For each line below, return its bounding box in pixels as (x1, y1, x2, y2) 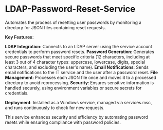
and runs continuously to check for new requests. (5, 105, 105, 111)
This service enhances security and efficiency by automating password (5, 114, 148, 120)
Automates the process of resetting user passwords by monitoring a (5, 19, 142, 25)
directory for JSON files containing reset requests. (5, 24, 106, 30)
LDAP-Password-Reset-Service (5, 3, 136, 15)
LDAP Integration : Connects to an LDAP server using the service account (5, 43, 152, 49)
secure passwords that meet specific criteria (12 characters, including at (5, 54, 150, 59)
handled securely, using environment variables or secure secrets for (5, 85, 142, 91)
